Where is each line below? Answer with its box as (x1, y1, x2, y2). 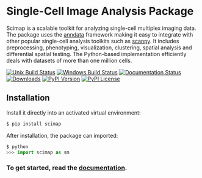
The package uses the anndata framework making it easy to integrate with (6, 30, 193, 38)
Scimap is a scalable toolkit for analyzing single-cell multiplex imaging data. (6, 24, 197, 32)
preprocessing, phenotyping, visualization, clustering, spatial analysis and (6, 44, 192, 51)
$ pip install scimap (6, 121, 62, 127)
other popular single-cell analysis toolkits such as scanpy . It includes (6, 37, 179, 44)
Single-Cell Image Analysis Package (6, 4, 194, 18)
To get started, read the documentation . (6, 163, 128, 172)
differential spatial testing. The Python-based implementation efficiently (6, 50, 187, 57)
